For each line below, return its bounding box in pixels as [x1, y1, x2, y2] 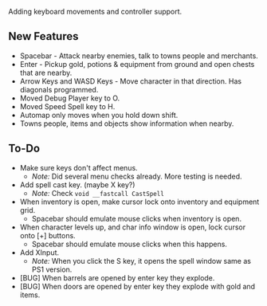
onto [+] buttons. [19, 230, 76, 240]
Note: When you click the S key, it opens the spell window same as [31, 256, 251, 265]
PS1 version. [31, 265, 73, 274]
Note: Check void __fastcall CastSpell [31, 188, 165, 198]
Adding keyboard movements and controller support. [8, 7, 183, 16]
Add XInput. [19, 247, 60, 257]
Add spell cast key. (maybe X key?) [19, 179, 135, 190]
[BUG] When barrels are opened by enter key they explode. [19, 273, 215, 282]
